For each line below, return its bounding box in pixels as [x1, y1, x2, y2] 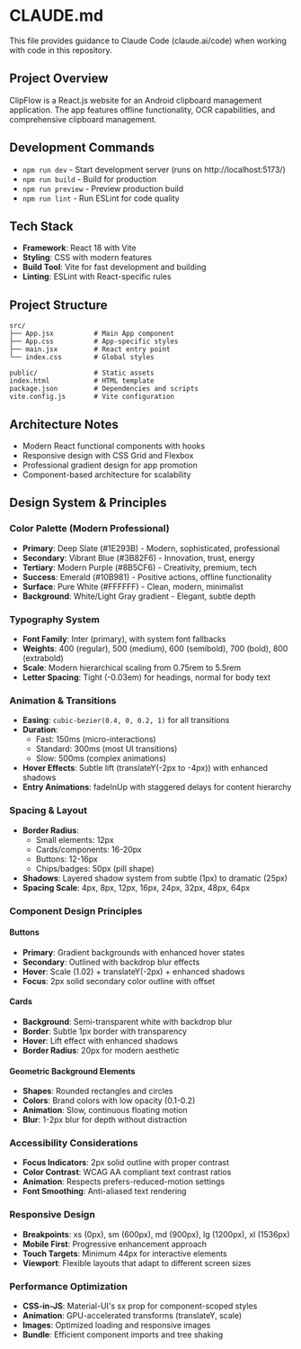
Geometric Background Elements [9, 1065, 136, 1076]
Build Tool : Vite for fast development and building [22, 262, 207, 273]
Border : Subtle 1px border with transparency [22, 1026, 187, 1037]
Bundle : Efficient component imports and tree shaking [22, 1329, 224, 1340]
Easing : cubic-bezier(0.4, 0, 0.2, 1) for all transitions [22, 715, 230, 726]
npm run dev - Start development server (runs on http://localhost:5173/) [22, 164, 286, 175]
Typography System [9, 613, 101, 626]
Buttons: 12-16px [35, 853, 99, 865]
